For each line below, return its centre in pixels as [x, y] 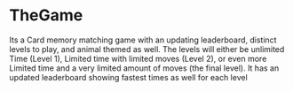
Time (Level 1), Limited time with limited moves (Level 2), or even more [138, 58]
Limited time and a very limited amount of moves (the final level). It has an [144, 68]
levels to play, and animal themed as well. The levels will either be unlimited [147, 49]
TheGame [46, 15]
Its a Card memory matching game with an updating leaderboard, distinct [143, 40]
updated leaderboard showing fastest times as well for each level [129, 77]
